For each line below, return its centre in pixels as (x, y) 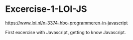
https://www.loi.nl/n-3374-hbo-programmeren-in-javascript (66, 23)
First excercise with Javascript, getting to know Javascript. (66, 32)
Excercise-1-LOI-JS (46, 9)
